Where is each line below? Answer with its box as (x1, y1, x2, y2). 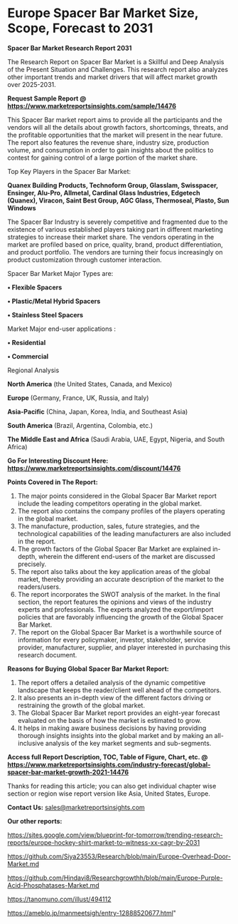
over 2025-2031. (7, 80, 57, 88)
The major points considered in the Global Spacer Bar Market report (17, 491, 217, 500)
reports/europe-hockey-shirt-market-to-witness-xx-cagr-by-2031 (7, 838, 200, 846)
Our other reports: (7, 816, 63, 825)
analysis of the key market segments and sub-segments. (45, 739, 212, 747)
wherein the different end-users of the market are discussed (38, 552, 215, 560)
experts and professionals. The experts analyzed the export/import (17, 605, 214, 614)
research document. (17, 650, 77, 659)
